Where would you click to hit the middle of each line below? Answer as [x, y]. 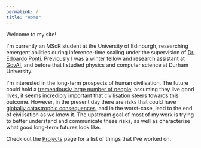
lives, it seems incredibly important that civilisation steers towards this [92, 95]
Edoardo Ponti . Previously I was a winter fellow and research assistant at [96, 58]
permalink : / [22, 12]
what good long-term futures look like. [54, 127]
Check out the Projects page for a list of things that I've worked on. [89, 138]
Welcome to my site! [31, 34]
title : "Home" [24, 17]
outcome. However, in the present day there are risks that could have [91, 101]
